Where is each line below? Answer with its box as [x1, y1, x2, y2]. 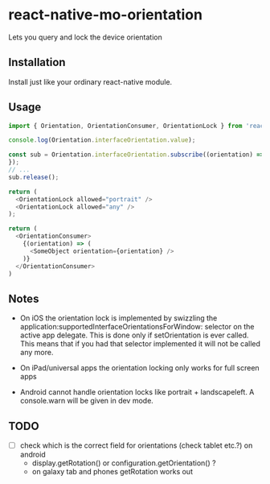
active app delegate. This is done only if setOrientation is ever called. [19, 330, 249, 340]
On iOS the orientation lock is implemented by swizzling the [19, 313, 218, 323]
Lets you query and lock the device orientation [8, 32, 162, 42]
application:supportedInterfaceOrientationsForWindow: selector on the [19, 322, 255, 332]
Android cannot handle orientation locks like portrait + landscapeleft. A [19, 387, 255, 397]
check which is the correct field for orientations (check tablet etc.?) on [19, 441, 253, 450]
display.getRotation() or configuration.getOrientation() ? [31, 458, 216, 468]
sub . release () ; [8, 173, 59, 181]
